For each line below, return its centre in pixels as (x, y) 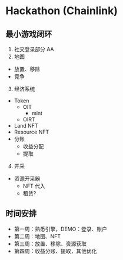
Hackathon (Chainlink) (62, 11)
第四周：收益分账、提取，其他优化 (55, 251)
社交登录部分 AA (34, 49)
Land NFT (26, 126)
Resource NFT (31, 132)
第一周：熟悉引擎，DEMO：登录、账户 (60, 229)
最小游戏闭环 (29, 34)
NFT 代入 (34, 186)
